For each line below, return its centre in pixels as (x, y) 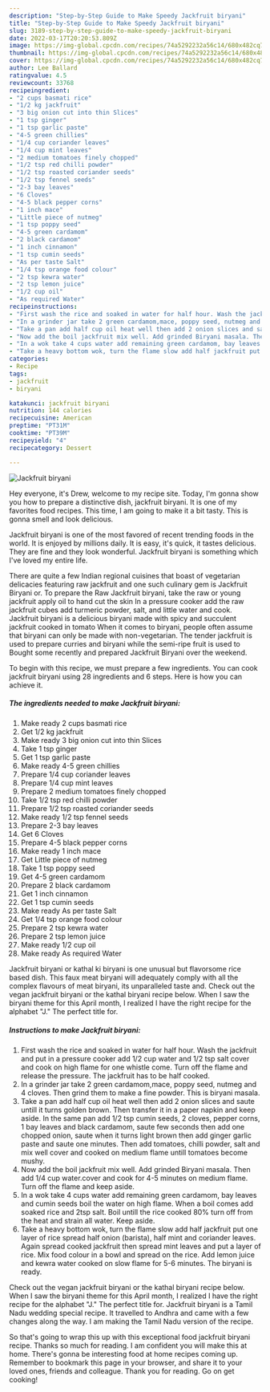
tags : (18, 374)
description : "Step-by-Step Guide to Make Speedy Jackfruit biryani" (128, 16)
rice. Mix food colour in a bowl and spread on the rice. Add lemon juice (138, 1255)
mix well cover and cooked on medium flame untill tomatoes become (134, 1153)
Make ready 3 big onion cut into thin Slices (91, 741)
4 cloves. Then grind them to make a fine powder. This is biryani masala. (140, 1093)
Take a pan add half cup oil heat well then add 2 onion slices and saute (137, 1102)
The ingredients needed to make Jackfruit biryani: (95, 704)
